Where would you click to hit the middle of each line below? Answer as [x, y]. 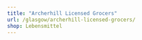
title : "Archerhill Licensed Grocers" [62, 13]
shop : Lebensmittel [35, 26]
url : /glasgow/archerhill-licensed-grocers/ [71, 20]
